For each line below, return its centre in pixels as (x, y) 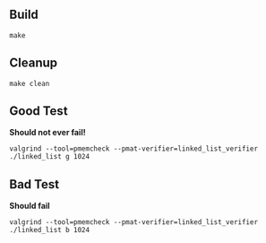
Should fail (30, 206)
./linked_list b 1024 (50, 230)
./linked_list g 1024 (50, 157)
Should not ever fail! (48, 133)
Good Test (39, 111)
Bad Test (34, 184)
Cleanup (34, 63)
